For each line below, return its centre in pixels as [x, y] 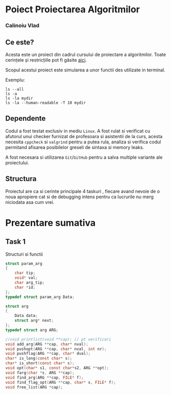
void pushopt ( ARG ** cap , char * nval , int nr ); [56, 349]
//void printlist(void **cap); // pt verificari [58, 339]
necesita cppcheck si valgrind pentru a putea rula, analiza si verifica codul [83, 142]
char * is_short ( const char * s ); [40, 363]
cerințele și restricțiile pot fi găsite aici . [46, 60]
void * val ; [26, 278]
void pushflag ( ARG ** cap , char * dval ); [48, 354]
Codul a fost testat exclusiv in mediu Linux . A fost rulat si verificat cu [78, 131]
